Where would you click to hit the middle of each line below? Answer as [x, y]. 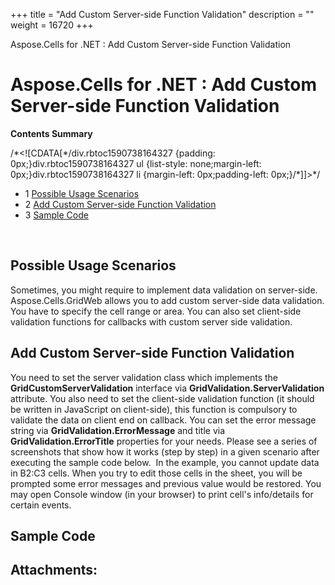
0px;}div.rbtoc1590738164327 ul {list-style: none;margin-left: [136, 163]
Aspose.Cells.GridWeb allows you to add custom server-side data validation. [167, 300]
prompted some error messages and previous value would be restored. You [166, 483]
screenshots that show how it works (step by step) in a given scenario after [165, 451]
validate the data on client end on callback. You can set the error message [163, 420]
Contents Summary [51, 133]
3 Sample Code [56, 215]
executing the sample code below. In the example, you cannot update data [165, 462]
